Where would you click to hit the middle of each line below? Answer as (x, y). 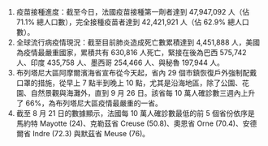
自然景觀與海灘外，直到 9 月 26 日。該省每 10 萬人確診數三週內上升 (143, 93)
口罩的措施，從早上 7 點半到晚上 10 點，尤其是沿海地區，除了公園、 (129, 83)
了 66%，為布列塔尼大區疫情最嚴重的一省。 (89, 103)
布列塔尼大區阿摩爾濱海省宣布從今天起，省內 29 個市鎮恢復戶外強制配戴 (136, 73)
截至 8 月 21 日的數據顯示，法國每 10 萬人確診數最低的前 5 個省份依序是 (136, 113)
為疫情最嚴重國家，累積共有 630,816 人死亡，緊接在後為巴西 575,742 (131, 52)
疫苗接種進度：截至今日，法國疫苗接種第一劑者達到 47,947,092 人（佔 (133, 12)
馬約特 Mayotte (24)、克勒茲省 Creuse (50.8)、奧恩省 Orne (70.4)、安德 (136, 123)
